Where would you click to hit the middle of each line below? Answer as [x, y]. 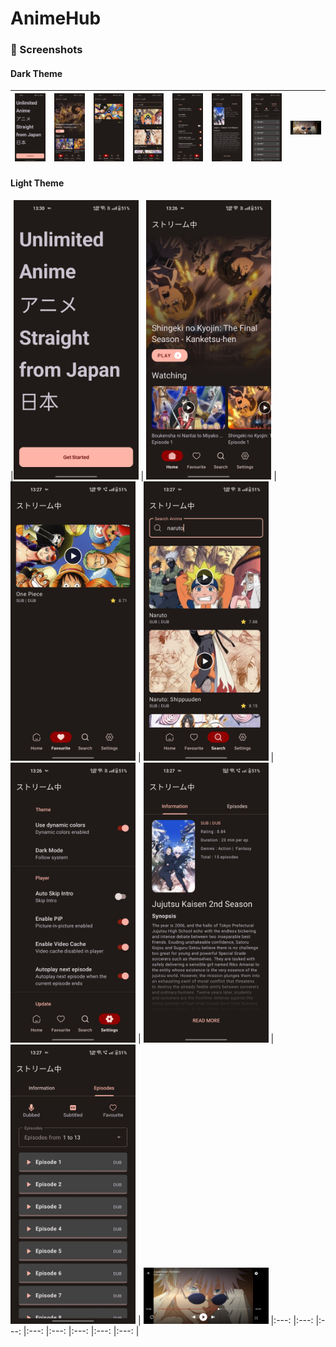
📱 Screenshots [46, 50]
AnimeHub [56, 18]
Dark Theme [36, 73]
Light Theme [37, 183]
